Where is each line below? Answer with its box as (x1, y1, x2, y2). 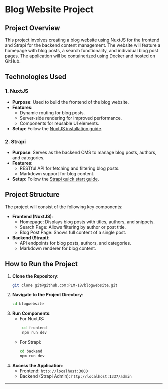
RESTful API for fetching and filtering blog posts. (19, 165, 120, 171)
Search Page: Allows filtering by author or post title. (19, 224, 126, 230)
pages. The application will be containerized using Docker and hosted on (5, 53, 156, 59)
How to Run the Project (5, 260, 78, 268)
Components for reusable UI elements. (19, 120, 100, 126)
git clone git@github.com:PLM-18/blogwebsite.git (12, 283, 118, 288)
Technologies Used (5, 73, 66, 81)
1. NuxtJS (5, 88, 29, 95)
